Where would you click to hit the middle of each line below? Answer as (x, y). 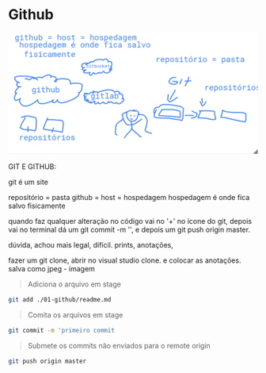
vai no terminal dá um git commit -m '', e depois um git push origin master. (129, 230)
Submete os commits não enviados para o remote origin (119, 345)
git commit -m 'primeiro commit (61, 330)
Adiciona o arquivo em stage (74, 284)
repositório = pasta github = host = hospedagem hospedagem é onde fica (129, 198)
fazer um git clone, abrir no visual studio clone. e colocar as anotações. (125, 260)
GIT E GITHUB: (32, 167)
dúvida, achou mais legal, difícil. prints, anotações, (91, 245)
